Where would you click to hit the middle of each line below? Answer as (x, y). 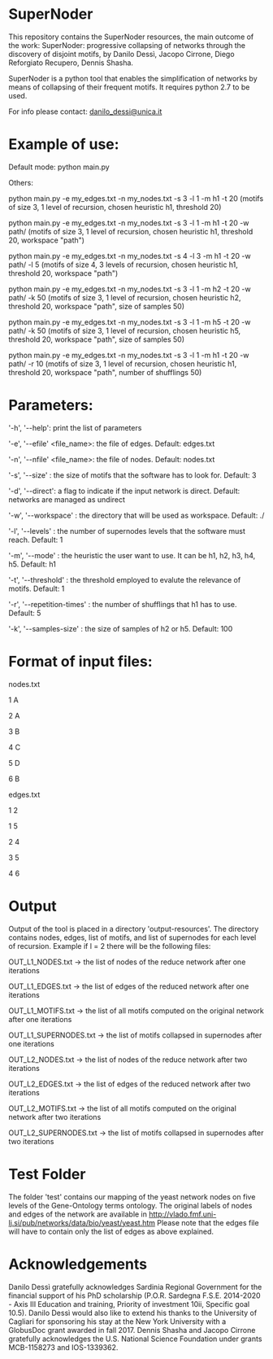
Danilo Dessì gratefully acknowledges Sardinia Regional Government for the (135, 1287)
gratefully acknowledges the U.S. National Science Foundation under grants (135, 1339)
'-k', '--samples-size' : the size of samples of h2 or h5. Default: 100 (121, 628)
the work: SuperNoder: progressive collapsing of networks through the (127, 45)
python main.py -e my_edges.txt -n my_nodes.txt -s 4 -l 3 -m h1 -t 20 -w (130, 256)
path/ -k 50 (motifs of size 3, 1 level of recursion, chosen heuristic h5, (125, 330)
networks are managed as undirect (67, 499)
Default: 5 (25, 613)
